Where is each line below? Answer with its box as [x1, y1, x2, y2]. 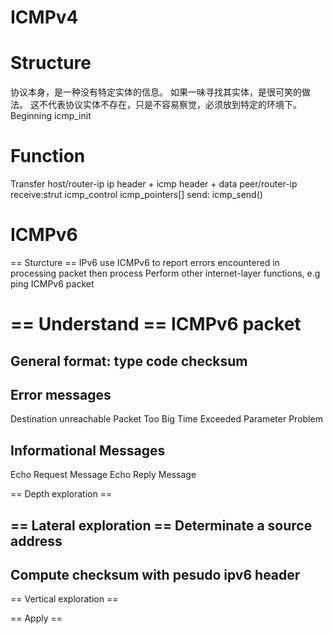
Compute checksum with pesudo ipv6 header [10, 566, 301, 583]
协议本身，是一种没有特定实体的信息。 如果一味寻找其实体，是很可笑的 [10, 86, 302, 98]
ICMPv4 [10, 6, 79, 29]
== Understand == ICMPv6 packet [10, 313, 302, 336]
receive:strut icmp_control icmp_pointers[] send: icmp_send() [10, 189, 263, 201]
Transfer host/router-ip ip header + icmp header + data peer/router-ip [10, 178, 298, 190]
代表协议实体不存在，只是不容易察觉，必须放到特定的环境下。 [47, 99, 302, 111]
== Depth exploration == [10, 488, 113, 500]
